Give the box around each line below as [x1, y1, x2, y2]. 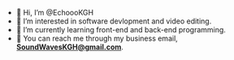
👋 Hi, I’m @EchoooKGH [15, 8, 94, 17]
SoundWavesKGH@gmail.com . [15, 42, 124, 52]
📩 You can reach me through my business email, [15, 33, 179, 43]
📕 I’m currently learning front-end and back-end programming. [15, 25, 226, 34]
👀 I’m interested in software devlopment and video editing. [15, 16, 212, 26]
